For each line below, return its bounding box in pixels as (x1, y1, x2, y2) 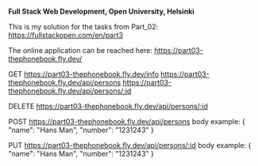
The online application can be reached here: (8, 46, 153, 55)
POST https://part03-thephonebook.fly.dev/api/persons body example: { (8, 117, 246, 126)
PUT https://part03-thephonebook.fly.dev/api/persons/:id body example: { (8, 141, 252, 149)
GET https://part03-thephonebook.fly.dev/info (8, 70, 160, 78)
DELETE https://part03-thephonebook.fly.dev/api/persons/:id (8, 102, 208, 111)
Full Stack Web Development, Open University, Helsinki (8, 7, 194, 16)
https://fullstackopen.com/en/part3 (8, 31, 123, 40)
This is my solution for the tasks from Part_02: (8, 22, 159, 31)
